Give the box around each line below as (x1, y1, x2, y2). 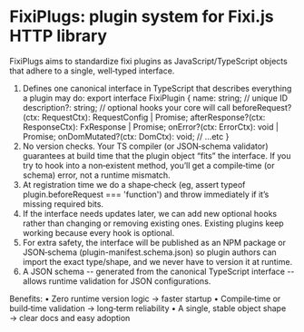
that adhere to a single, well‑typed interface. (9, 65, 175, 76)
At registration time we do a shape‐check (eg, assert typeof (22, 179, 246, 190)
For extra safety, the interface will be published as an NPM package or (22, 237, 286, 248)
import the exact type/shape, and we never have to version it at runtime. (22, 256, 293, 267)
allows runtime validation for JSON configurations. (22, 275, 211, 287)
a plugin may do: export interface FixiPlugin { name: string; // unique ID (22, 93, 289, 103)
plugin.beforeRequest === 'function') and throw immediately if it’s (22, 189, 270, 200)
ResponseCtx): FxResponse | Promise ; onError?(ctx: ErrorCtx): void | (22, 121, 279, 132)
